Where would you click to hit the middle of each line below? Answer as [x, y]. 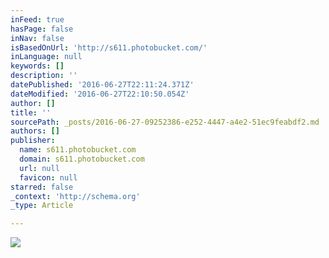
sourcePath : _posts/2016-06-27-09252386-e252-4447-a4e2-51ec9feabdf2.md [165, 122]
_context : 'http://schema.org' [75, 196]
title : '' [31, 112]
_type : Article [42, 206]
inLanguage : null [46, 57]
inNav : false [37, 38]
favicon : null [48, 177]
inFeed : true [37, 19]
